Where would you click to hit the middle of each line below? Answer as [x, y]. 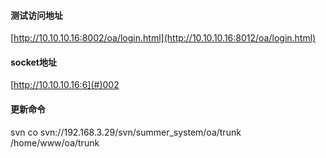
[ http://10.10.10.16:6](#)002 [65, 85]
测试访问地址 [36, 15]
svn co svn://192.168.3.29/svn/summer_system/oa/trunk [126, 132]
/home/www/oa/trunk [55, 142]
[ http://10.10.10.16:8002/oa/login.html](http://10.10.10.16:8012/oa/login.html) [163, 38]
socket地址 [33, 62]
